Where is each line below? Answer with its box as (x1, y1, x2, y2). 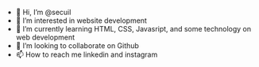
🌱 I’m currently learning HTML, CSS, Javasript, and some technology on (15, 24, 252, 33)
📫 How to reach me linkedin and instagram (15, 50, 158, 59)
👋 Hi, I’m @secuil (15, 8, 72, 17)
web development (15, 32, 75, 42)
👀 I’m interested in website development (15, 16, 147, 25)
